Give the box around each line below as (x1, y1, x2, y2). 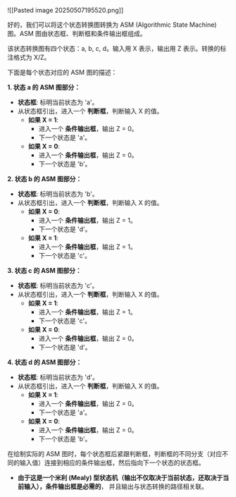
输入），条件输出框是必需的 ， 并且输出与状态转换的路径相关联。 (23, 482, 208, 491)
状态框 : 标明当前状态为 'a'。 (17, 98, 99, 106)
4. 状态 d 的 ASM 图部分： (7, 358, 82, 366)
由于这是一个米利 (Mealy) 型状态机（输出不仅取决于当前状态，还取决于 (17, 474, 223, 481)
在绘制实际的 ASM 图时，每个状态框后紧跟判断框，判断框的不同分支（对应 (7, 450, 223, 458)
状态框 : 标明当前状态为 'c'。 (17, 281, 99, 290)
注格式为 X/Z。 (7, 53, 51, 61)
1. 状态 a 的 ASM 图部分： (7, 83, 81, 91)
